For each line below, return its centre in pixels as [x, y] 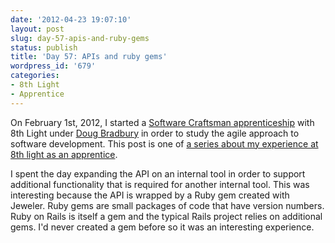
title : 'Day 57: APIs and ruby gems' [89, 57]
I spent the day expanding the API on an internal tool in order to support [158, 173]
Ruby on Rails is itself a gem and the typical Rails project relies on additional [166, 216]
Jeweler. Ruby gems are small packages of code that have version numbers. [167, 205]
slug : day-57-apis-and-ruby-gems [80, 38]
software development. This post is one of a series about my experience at [164, 143]
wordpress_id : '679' [53, 66]
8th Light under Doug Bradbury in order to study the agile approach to [155, 133]
